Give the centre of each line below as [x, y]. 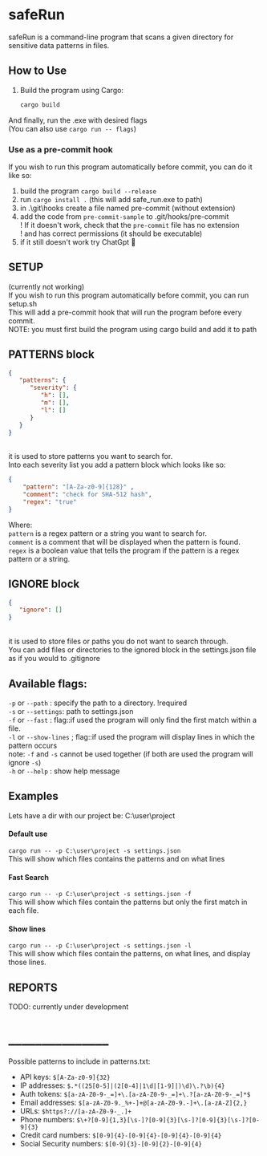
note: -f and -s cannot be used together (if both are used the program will [131, 754]
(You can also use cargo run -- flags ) [73, 128]
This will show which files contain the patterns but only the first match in [128, 902]
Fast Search [29, 877]
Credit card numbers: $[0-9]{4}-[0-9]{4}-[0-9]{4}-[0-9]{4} [121, 1135]
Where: [20, 525]
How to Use [38, 71]
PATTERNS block [51, 355]
